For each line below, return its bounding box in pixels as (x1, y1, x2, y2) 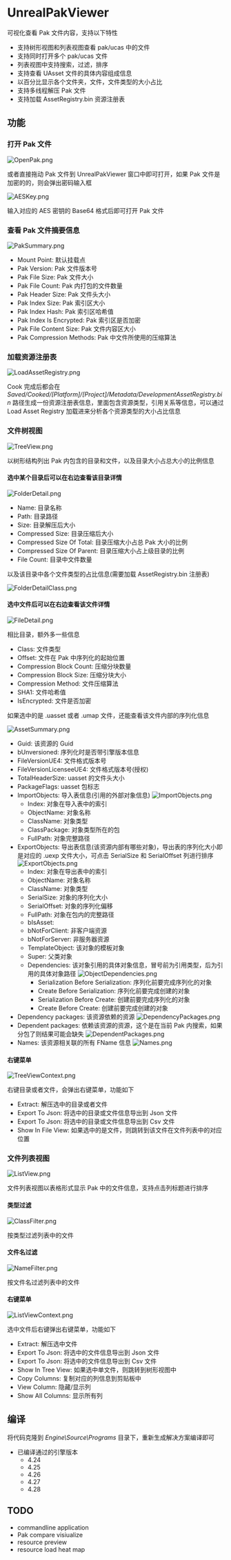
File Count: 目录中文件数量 (17, 555, 92, 563)
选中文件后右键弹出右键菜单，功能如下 (7, 1326, 116, 1334)
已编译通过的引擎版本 (17, 1448, 78, 1456)
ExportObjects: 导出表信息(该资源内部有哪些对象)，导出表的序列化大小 (17, 843, 217, 851)
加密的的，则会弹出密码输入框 (7, 178, 92, 187)
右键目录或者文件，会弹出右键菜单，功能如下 (7, 1086, 134, 1094)
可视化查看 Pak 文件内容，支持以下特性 (7, 28, 119, 37)
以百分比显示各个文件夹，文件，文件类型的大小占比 (17, 77, 163, 86)
